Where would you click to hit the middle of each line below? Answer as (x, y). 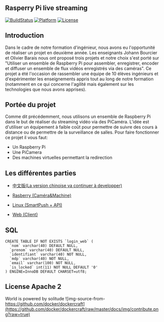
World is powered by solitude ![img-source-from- (55, 298)
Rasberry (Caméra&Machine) (42, 196)
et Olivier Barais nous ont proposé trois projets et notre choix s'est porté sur (82, 58)
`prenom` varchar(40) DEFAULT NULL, (47, 250)
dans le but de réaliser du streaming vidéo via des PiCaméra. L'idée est (77, 122)
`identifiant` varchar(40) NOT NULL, (48, 254)
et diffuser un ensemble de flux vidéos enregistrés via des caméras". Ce (78, 68)
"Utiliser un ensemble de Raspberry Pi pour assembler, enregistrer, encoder (82, 63)
